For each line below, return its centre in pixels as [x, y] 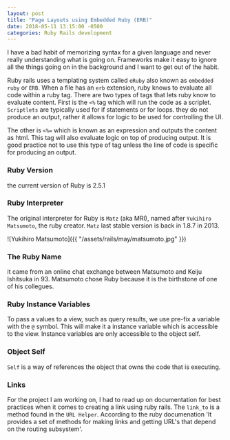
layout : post [26, 13]
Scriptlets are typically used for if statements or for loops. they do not [108, 110]
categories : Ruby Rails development [60, 33]
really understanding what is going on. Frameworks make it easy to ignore [112, 60]
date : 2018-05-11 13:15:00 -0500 [55, 26]
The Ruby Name [34, 257]
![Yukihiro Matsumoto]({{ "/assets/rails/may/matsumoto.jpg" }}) [97, 239]
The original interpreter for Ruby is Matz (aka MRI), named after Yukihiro [109, 218]
